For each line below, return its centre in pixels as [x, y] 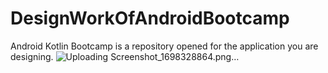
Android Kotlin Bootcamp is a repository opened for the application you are [164, 46]
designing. [32, 56]
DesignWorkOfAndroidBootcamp [150, 18]
